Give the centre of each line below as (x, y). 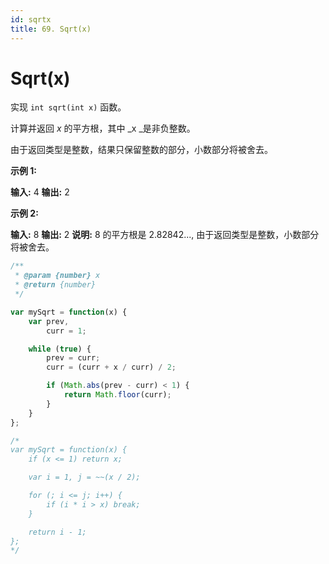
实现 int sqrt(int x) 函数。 (68, 107)
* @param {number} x (57, 276)
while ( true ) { (60, 349)
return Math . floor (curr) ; (117, 395)
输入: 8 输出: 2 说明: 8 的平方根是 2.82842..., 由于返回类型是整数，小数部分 (165, 235)
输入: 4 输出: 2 (40, 192)
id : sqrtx (31, 19)
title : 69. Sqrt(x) (51, 29)
